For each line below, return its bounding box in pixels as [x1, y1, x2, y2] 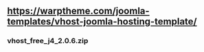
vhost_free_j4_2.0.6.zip [7, 36, 89, 46]
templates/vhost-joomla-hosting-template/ [7, 16, 197, 28]
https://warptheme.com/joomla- [7, 5, 150, 17]
